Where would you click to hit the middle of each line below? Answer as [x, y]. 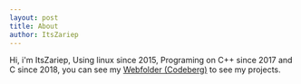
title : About [34, 26]
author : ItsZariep [44, 34]
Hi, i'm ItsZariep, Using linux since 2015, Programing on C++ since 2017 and [151, 61]
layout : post [34, 18]
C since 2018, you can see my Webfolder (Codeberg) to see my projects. [145, 70]
